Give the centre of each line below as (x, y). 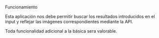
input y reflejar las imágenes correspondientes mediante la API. (69, 22)
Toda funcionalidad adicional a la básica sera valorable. (61, 31)
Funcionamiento (21, 7)
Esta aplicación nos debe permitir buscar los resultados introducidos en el (80, 16)
